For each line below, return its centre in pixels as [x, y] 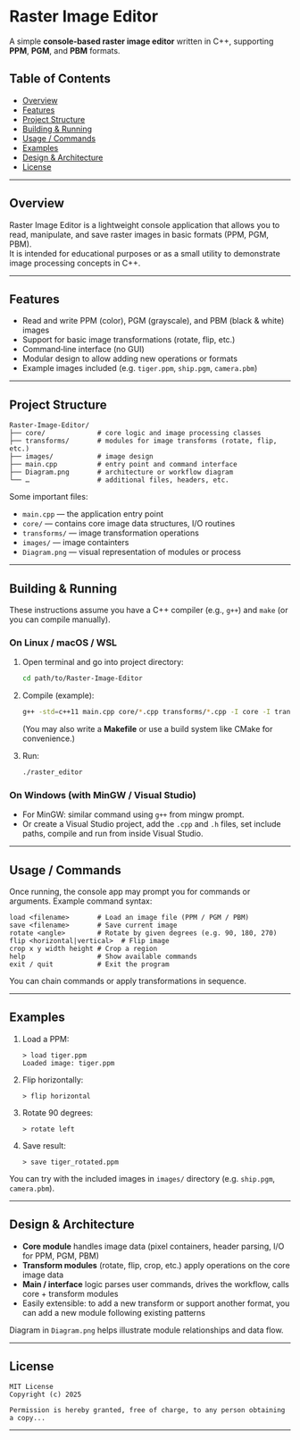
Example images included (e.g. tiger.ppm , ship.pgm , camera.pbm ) [140, 368]
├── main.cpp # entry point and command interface [124, 465]
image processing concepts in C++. [75, 263]
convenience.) [49, 738]
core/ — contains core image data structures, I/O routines [129, 524]
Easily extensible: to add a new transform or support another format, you [156, 1303]
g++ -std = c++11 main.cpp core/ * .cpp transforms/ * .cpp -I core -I [146, 712]
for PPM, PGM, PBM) [61, 1255]
